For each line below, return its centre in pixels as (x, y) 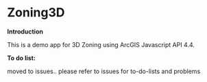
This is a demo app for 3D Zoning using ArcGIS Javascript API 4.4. (101, 44)
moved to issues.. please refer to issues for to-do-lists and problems (104, 71)
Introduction (25, 31)
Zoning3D (36, 13)
